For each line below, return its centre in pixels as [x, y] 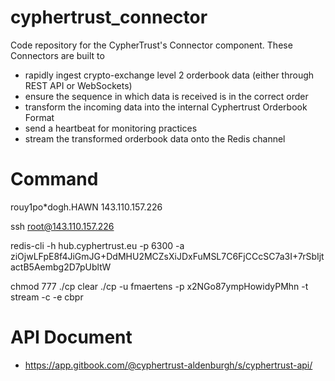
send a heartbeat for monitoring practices [111, 128]
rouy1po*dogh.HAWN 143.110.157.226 [86, 207]
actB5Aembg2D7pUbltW [61, 267]
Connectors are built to [57, 55]
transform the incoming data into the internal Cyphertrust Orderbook [166, 107]
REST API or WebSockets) [78, 85]
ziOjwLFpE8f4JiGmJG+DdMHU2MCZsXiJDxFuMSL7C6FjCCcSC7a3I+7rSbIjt [167, 256]
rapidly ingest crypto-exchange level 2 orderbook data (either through [169, 75]
